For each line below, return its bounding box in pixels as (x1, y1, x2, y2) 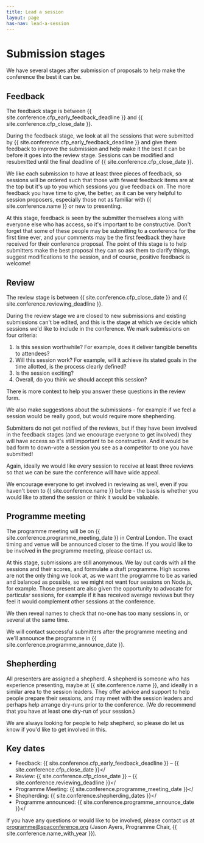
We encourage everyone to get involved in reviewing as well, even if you (6, 480, 188, 488)
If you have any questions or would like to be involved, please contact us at (6, 817, 195, 824)
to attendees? (15, 350, 50, 357)
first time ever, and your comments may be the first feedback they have (6, 234, 186, 241)
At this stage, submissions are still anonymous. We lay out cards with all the (6, 559, 196, 566)
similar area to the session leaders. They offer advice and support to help (6, 688, 190, 695)
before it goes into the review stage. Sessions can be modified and (6, 152, 174, 159)
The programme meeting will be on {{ (6, 527, 100, 535)
